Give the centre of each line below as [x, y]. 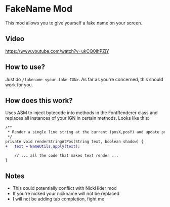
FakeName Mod [39, 9]
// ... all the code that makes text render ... [67, 155]
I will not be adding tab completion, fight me [58, 199]
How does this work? [39, 100]
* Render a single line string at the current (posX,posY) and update [83, 132]
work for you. [19, 85]
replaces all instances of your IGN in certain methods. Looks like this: [77, 118]
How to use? [25, 67]
